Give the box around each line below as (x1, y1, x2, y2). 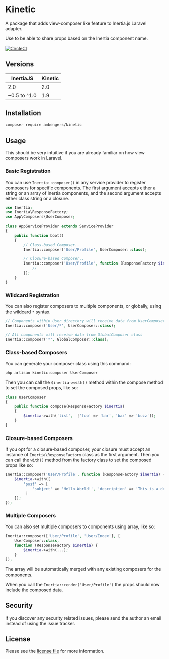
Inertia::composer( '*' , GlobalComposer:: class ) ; (5, 337, 109, 342)
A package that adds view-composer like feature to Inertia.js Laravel (5, 20, 147, 26)
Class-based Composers (5, 349, 68, 356)
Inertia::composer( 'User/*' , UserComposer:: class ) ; (5, 323, 116, 328)
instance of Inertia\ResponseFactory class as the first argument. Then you (5, 452, 160, 458)
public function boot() (14, 233, 64, 238)
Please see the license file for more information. (5, 648, 105, 654)
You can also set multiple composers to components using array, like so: (5, 523, 155, 530)
